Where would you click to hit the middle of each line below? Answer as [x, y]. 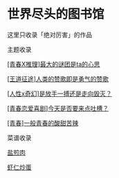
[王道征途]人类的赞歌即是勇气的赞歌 [58, 79]
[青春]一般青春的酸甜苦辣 [43, 123]
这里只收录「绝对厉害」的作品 [49, 35]
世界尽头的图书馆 [56, 14]
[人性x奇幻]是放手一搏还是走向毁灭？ [59, 94]
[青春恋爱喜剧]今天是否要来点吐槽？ [58, 108]
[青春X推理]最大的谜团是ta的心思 [54, 64]
